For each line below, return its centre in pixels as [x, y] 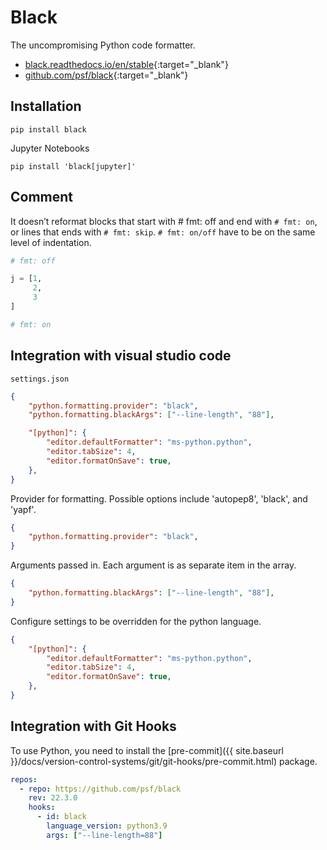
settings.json [40, 379]
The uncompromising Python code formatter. [103, 45]
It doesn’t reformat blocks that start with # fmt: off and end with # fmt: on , [164, 221]
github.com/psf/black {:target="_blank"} [106, 75]
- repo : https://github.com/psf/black [100, 789]
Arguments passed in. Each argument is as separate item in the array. [153, 565]
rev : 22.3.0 [53, 798]
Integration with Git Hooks [93, 726]
